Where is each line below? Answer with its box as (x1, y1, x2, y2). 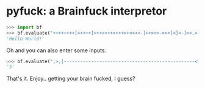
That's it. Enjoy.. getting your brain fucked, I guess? (6, 75, 135, 83)
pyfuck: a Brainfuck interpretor (6, 4, 167, 18)
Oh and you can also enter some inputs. (6, 47, 107, 54)
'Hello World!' (6, 35, 45, 42)
